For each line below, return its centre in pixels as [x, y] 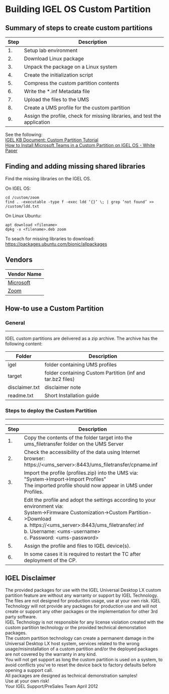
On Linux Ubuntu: [23, 215]
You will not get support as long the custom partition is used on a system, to [84, 660]
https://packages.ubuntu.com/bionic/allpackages [56, 244]
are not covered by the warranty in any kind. [51, 654]
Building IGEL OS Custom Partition [78, 9]
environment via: [44, 506]
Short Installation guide [72, 396]
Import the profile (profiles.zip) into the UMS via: [81, 473]
